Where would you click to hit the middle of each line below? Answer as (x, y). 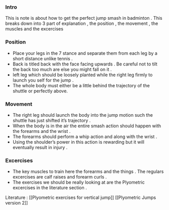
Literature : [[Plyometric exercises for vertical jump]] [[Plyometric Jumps (81, 198)
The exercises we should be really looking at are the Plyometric (79, 182)
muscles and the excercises (34, 29)
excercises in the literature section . (50, 188)
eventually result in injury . (40, 147)
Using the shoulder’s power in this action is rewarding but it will (78, 142)
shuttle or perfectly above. (40, 91)
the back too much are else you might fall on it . (62, 69)
